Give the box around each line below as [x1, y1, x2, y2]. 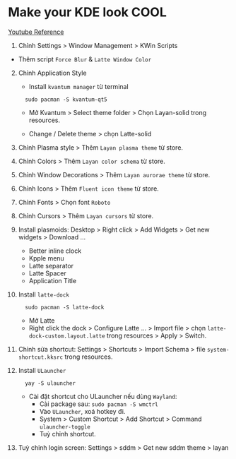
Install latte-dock [18, 290, 70, 299]
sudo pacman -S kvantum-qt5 [25, 96, 108, 103]
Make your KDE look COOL [8, 4, 167, 20]
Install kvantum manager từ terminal [28, 82, 129, 90]
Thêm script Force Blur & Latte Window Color [18, 54, 152, 64]
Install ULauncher [18, 366, 66, 374]
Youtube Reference [8, 28, 64, 36]
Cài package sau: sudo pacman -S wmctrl [39, 400, 158, 408]
